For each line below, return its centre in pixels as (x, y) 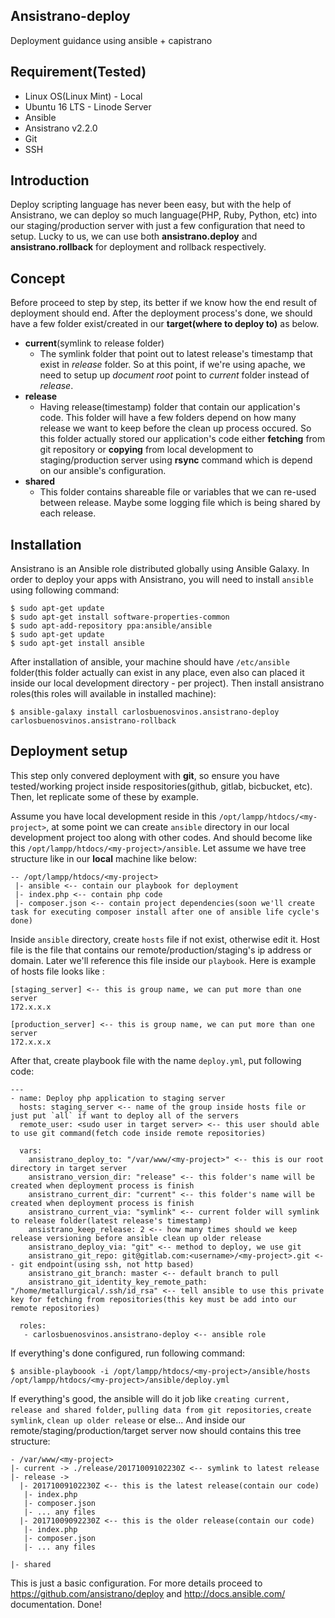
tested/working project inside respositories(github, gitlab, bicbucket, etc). (161, 786)
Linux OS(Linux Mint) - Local (83, 96)
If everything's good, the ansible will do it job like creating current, (150, 1398)
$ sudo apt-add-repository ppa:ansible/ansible (111, 626)
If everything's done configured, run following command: (128, 1353)
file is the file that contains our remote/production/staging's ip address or (161, 950)
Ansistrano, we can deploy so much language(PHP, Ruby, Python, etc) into (164, 215)
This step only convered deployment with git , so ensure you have (145, 775)
